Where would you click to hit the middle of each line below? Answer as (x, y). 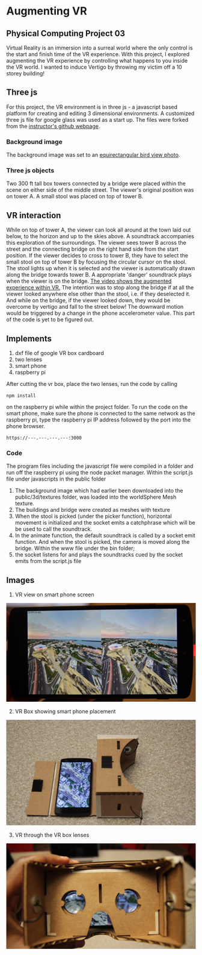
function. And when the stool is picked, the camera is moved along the (102, 542)
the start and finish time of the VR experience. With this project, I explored (98, 54)
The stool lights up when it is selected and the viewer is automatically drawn (101, 268)
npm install (21, 396)
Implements (29, 339)
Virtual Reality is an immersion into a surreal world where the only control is (100, 48)
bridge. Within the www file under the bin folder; (75, 548)
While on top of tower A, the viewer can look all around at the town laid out (99, 230)
